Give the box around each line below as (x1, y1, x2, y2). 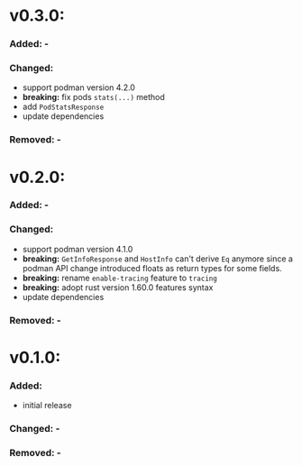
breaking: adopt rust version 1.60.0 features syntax (22, 281, 214, 293)
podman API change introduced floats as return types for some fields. (22, 262, 282, 273)
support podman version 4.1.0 (22, 243, 133, 254)
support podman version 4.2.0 (22, 82, 135, 93)
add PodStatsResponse (22, 101, 105, 113)
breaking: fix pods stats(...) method (22, 92, 165, 103)
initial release (22, 400, 72, 411)
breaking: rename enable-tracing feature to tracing (22, 272, 218, 283)
